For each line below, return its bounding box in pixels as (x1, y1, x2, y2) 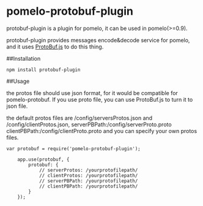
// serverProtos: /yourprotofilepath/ (39, 167, 138, 173)
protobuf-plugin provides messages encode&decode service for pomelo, (6, 36, 190, 44)
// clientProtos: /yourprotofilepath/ (39, 172, 138, 178)
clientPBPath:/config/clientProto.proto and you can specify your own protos (6, 127, 197, 134)
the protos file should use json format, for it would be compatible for (6, 89, 179, 96)
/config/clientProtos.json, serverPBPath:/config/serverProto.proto (6, 121, 172, 128)
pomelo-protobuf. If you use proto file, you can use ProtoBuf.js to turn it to (6, 96, 193, 103)
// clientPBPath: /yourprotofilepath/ (39, 183, 138, 189)
